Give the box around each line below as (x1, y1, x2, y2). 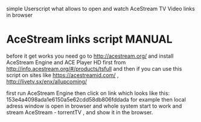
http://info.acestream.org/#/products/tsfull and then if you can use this (6, 65, 182, 72)
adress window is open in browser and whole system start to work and (6, 102, 182, 109)
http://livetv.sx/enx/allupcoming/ (6, 78, 88, 85)
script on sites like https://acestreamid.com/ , (6, 72, 119, 79)
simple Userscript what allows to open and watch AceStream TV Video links (6, 5, 195, 12)
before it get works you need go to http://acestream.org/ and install (6, 52, 174, 59)
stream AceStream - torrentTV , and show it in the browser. (6, 108, 153, 116)
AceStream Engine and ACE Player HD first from (6, 58, 126, 66)
